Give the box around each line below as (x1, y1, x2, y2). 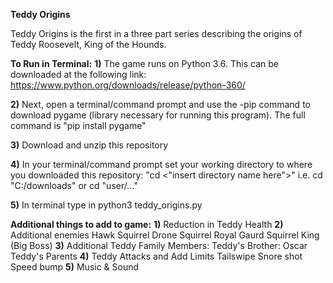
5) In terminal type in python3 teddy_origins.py (10, 199, 203, 211)
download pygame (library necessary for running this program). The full (10, 109, 306, 121)
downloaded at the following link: (10, 69, 147, 80)
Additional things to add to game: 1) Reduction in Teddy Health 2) (10, 219, 284, 230)
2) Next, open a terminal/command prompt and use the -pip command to (10, 99, 311, 110)
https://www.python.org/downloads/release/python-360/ (10, 79, 246, 91)
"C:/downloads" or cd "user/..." (10, 180, 138, 191)
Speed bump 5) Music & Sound (10, 261, 140, 273)
